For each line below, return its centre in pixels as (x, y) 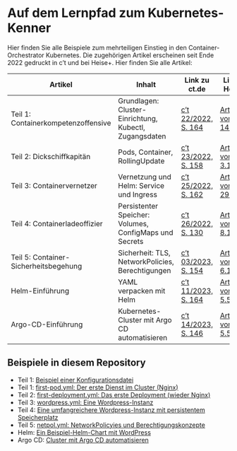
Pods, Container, (146, 152)
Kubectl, (132, 127)
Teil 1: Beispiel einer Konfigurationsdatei (75, 380)
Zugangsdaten (142, 136)
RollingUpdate (141, 160)
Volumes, (134, 223)
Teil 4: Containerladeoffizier (57, 223)
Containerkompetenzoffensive (61, 123)
